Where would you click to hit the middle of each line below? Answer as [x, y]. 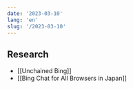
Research [28, 54]
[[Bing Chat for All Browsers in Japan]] [72, 78]
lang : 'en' [23, 20]
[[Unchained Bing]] [44, 71]
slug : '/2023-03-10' [37, 26]
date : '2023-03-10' [35, 13]
